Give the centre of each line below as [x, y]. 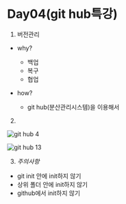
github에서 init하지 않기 [49, 193]
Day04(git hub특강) [62, 14]
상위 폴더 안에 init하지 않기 [52, 184]
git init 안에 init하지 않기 [49, 176]
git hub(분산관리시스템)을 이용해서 [73, 107]
